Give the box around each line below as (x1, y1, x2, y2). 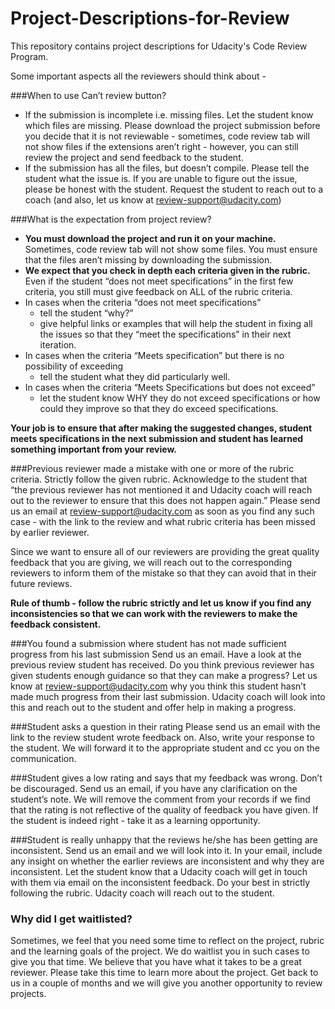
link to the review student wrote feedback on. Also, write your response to (10, 731, 315, 743)
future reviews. (10, 577, 73, 589)
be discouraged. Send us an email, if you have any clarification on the (10, 782, 298, 794)
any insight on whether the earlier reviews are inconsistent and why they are (10, 855, 325, 867)
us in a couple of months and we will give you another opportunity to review (10, 977, 323, 989)
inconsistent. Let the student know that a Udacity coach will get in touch (10, 865, 308, 877)
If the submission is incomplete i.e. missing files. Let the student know (24, 108, 314, 121)
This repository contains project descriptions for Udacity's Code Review (10, 40, 308, 52)
